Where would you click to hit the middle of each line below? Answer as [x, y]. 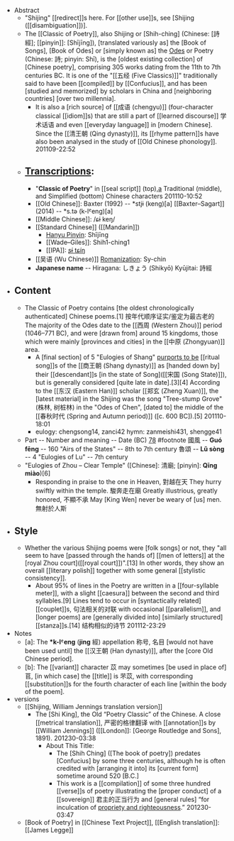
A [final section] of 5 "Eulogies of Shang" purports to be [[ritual [127, 357]
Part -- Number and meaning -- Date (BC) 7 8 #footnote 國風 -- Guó [123, 440]
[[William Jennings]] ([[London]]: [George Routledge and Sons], [128, 731]
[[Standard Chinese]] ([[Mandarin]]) [88, 227]
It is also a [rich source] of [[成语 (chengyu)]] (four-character [124, 107]
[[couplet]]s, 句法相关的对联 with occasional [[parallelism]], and [128, 609]
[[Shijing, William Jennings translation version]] [94, 707]
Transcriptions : [59, 171]
